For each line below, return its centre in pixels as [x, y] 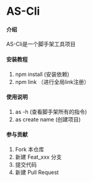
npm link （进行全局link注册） [52, 82]
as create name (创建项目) [48, 119]
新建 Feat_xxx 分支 [38, 157]
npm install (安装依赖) [42, 74]
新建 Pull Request [37, 172]
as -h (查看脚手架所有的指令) [51, 112]
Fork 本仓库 [29, 149]
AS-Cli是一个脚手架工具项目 [41, 44]
